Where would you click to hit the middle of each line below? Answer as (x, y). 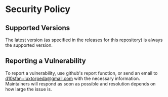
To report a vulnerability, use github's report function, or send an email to (81, 73)
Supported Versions (37, 28)
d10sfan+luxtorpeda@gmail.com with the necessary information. (73, 78)
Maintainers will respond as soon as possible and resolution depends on (80, 83)
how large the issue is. (29, 89)
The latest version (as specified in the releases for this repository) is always (84, 40)
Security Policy (38, 9)
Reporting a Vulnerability (46, 61)
